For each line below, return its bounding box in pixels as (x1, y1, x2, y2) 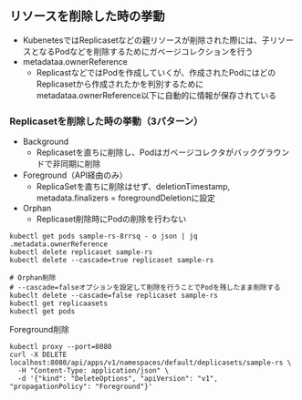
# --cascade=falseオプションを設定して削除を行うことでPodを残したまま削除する (9, 283, 281, 292)
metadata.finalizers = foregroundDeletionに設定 (36, 192, 216, 203)
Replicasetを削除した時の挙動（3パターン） (9, 115, 203, 128)
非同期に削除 (52, 159, 101, 169)
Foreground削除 (9, 324, 70, 335)
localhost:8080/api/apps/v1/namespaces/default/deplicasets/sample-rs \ (9, 358, 292, 367)
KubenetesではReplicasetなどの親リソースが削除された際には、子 (22, 35, 270, 46)
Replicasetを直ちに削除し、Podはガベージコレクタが (36, 147, 234, 158)
